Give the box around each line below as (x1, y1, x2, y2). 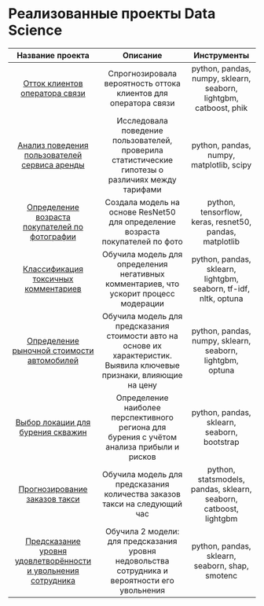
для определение (108, 216, 177, 227)
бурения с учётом (108, 432, 177, 443)
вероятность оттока (104, 78, 181, 89)
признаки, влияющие (101, 369, 183, 380)
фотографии (30, 231, 76, 242)
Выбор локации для (15, 417, 91, 428)
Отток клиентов (23, 78, 83, 89)
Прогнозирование (18, 483, 88, 494)
